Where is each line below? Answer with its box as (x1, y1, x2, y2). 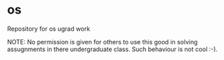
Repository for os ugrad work (7, 25, 91, 33)
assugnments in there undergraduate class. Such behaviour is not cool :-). (7, 45, 218, 53)
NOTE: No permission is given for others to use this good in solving (7, 37, 198, 46)
